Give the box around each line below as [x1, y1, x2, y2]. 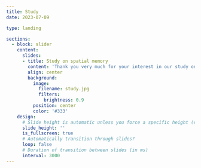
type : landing [6, 25, 42, 31]
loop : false [22, 142, 52, 148]
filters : [38, 91, 60, 97]
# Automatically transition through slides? [22, 136, 135, 142]
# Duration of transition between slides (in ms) [22, 147, 148, 153]
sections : [6, 36, 31, 42]
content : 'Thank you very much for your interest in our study [28, 63, 188, 69]
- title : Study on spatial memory [22, 58, 109, 64]
